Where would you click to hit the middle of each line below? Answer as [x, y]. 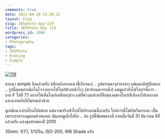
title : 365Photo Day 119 [31, 28]
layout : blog [18, 19]
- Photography [20, 42]
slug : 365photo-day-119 [30, 23]
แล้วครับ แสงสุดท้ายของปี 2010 [31, 122]
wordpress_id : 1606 [25, 33]
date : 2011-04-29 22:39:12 [33, 14]
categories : [17, 38]
